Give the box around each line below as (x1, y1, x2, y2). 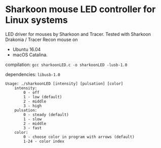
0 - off (23, 90, 39, 95)
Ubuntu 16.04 (12, 46, 41, 52)
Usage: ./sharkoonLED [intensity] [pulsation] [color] (5, 81, 124, 86)
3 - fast (23, 125, 42, 130)
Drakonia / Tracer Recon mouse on (5, 36, 78, 43)
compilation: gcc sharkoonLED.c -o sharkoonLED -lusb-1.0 (5, 61, 128, 67)
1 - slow (23, 117, 42, 122)
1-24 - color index (23, 138, 65, 144)
